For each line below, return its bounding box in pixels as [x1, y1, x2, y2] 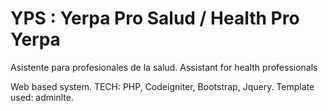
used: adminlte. [10, 91, 74, 103]
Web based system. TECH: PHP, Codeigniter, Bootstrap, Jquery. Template [10, 80, 315, 92]
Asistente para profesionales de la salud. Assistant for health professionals [10, 61, 318, 73]
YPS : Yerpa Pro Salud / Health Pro [10, 7, 300, 30]
